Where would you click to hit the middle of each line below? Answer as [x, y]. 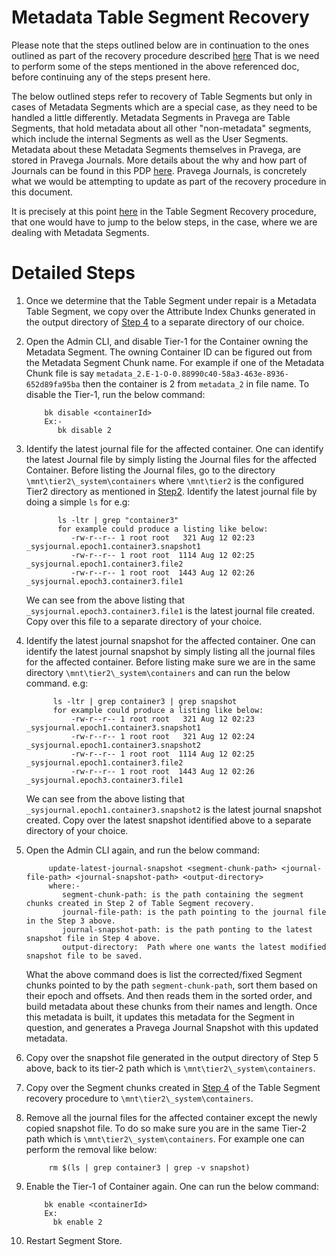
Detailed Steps [73, 273]
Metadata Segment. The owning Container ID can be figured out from [169, 352]
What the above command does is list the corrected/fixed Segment [164, 974]
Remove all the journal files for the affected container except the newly [171, 1117]
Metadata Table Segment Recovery [160, 17]
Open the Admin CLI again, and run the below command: [142, 850]
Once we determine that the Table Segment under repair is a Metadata [171, 300]
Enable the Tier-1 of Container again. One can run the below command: [172, 1186]
